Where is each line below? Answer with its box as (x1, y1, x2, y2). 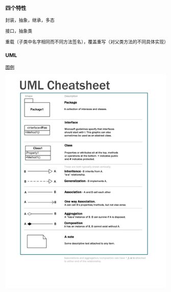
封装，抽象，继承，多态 (5, 17, 55, 23)
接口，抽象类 (5, 28, 32, 34)
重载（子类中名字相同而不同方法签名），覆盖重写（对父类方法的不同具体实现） (5, 39, 168, 45)
